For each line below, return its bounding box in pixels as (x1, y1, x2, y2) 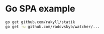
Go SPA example (5, 3, 75, 14)
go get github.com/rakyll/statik (5, 19, 75, 24)
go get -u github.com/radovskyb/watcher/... (5, 24, 100, 29)
